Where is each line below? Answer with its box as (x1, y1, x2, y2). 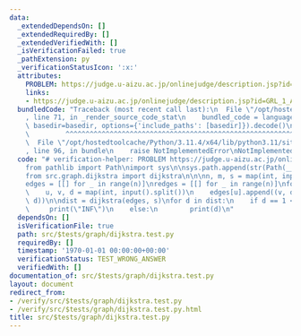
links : (25, 88, 50, 97)
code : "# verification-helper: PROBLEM (17, 154, 167, 164)
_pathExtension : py (17, 55, 90, 64)
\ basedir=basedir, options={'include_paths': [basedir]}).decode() (25, 122, 287, 131)
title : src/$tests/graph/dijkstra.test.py (9, 313, 170, 323)
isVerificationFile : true (17, 221, 115, 230)
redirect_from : (9, 288, 66, 297)
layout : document (9, 280, 74, 289)
